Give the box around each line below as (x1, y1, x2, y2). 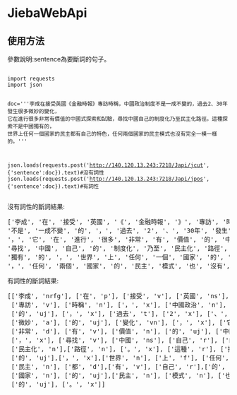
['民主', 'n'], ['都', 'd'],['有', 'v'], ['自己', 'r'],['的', (11, 362, 226, 370)
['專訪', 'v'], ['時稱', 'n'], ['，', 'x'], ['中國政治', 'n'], (11, 300, 227, 309)
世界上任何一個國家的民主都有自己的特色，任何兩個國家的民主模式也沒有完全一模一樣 (7, 130, 217, 137)
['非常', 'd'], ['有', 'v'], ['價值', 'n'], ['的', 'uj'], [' (11, 327, 224, 335)
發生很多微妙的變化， (7, 107, 60, 114)
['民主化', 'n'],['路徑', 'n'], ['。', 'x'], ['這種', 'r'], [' (11, 345, 228, 353)
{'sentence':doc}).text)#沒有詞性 (7, 169, 104, 176)
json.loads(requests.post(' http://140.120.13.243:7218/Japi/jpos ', (7, 175, 210, 182)
